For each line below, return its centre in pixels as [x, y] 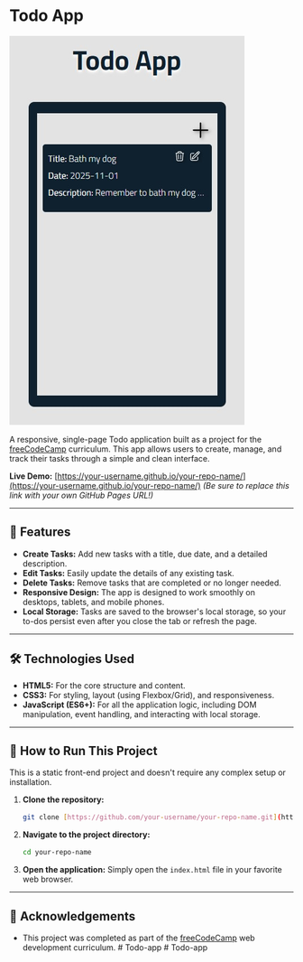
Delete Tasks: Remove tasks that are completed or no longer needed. [152, 583]
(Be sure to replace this [246, 485]
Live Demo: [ [34, 476]
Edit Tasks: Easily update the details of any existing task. [128, 573]
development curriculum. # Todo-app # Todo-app [115, 947]
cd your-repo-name [57, 853]
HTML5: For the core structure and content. [104, 685]
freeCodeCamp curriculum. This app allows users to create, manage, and [146, 449]
